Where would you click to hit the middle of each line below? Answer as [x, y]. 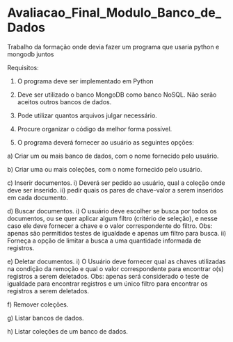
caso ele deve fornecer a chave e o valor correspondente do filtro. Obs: [110, 226]
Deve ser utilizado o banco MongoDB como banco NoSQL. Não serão [117, 95]
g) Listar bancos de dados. [46, 318]
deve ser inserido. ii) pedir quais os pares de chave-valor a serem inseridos [115, 190]
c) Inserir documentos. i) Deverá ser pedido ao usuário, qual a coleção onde [116, 183]
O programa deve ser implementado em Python [85, 81]
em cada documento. [38, 197]
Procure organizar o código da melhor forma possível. [95, 129]
